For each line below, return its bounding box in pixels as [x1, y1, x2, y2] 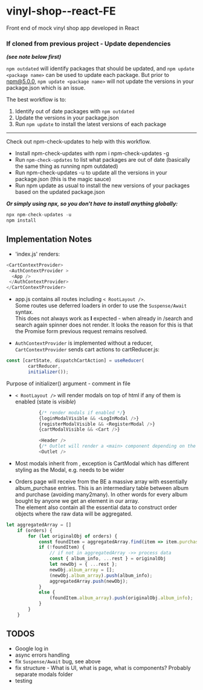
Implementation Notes [6, 234, 92, 245]
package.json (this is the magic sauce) [14, 176, 112, 183]
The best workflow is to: [6, 96, 66, 104]
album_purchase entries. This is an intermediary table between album [14, 484, 189, 491]
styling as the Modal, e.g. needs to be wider [14, 466, 125, 473]
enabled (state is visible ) [14, 398, 77, 405]
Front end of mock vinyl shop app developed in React [6, 24, 140, 32]
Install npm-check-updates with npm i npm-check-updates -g [14, 150, 169, 157]
